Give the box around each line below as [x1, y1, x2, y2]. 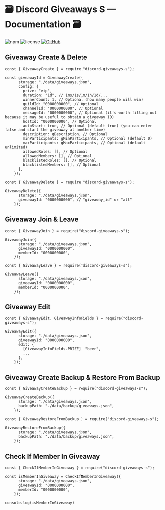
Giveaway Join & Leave [5, 215, 79, 224]
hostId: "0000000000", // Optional [23, 119, 97, 124]
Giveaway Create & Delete [5, 53, 88, 62]
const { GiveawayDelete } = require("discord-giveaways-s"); [5, 180, 135, 185]
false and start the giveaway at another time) [5, 127, 106, 132]
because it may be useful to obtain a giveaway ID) [5, 114, 114, 120]
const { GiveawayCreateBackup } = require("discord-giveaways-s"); [5, 386, 148, 391]
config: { [18, 84, 39, 89]
